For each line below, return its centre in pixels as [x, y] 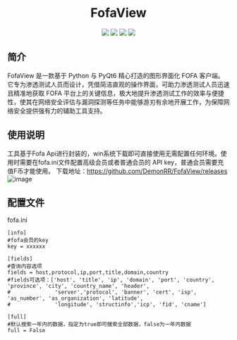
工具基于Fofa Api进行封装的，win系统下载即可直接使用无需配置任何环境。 [114, 153]
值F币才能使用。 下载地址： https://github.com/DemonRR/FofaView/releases [117, 171]
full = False [26, 331]
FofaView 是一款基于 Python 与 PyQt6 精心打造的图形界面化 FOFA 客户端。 [116, 75]
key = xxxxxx [26, 247]
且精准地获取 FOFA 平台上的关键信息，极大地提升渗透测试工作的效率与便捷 [116, 93]
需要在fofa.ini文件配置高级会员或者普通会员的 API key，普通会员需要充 [122, 162]
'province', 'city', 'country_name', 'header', [79, 287]
